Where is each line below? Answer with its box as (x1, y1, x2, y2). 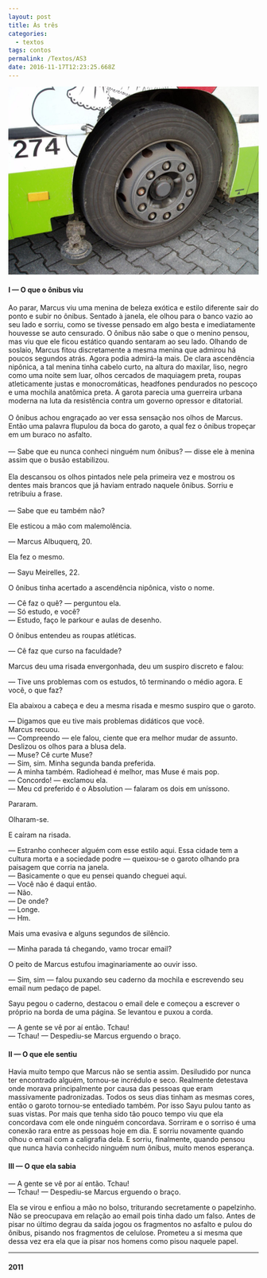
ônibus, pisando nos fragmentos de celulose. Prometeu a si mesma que (8, 1228, 243, 1237)
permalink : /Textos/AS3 (8, 55, 87, 63)
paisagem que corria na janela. (8, 863, 110, 872)
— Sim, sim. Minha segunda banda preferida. (8, 758, 157, 768)
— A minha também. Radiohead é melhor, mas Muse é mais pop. (8, 767, 220, 777)
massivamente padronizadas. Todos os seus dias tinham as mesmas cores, (8, 1093, 255, 1102)
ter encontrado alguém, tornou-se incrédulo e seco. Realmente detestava (8, 1075, 249, 1085)
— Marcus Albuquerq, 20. (8, 537, 93, 547)
